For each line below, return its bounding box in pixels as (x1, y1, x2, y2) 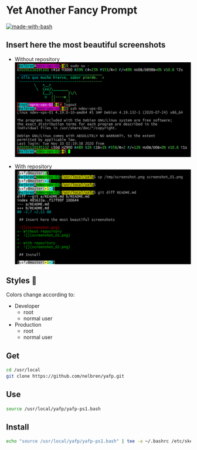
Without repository (14, 55, 60, 62)
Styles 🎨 (6, 276, 37, 286)
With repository (14, 163, 52, 170)
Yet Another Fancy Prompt (6, 4, 138, 17)
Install (6, 422, 29, 432)
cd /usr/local (6, 367, 41, 373)
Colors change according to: (6, 291, 75, 298)
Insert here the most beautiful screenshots (6, 40, 166, 50)
